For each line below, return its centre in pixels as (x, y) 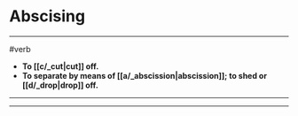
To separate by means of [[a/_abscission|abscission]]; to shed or (145, 75)
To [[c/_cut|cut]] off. (60, 66)
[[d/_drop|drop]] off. (60, 85)
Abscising (47, 16)
